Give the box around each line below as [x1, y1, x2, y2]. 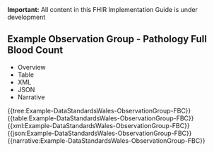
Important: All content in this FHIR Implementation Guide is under [7, 6, 198, 13]
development [7, 13, 46, 21]
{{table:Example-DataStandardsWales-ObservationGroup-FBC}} [7, 114, 194, 122]
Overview [17, 63, 46, 71]
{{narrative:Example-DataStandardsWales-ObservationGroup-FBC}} [7, 136, 206, 145]
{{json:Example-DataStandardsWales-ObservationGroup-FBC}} [7, 129, 192, 137]
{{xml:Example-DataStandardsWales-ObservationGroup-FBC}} [7, 121, 190, 129]
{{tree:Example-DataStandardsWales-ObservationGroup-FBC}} [7, 106, 191, 115]
